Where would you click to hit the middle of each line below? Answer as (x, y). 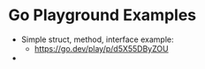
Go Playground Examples (102, 15)
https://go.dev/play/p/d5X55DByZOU (101, 48)
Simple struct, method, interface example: (97, 39)
